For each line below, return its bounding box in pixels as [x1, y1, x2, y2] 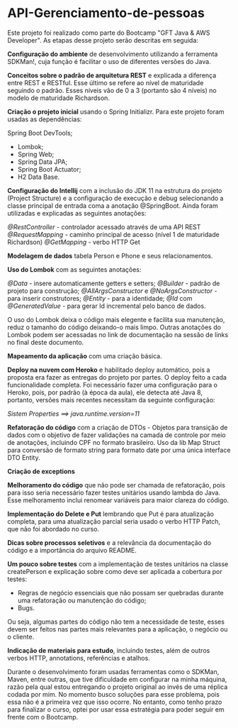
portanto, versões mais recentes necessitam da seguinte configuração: [7, 395, 215, 404]
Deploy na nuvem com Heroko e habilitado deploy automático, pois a [7, 365, 210, 374]
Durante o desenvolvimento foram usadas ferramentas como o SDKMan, [7, 667, 220, 675]
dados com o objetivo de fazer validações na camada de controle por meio [7, 431, 227, 439]
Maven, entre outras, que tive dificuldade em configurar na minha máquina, [7, 675, 227, 683]
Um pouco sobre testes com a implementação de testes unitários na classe [7, 559, 229, 568]
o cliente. [7, 632, 35, 641]
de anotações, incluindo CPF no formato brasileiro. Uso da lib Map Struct [7, 438, 221, 446]
